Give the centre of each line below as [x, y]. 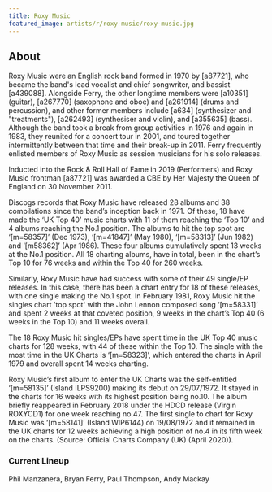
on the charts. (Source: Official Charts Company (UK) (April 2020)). [121, 440]
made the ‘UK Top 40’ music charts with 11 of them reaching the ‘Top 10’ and [136, 220]
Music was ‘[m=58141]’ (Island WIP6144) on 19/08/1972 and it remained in [132, 423]
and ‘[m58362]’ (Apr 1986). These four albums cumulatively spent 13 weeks [135, 246]
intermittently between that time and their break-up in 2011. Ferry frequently [135, 145]
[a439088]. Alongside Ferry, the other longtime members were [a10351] [129, 94]
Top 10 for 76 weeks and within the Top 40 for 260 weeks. [106, 263]
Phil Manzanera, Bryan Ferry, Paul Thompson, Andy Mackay [109, 479]
